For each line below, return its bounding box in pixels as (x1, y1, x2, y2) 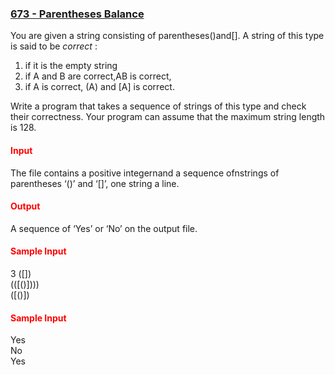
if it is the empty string (24, 60, 118, 72)
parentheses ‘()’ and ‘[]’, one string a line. (10, 177, 180, 189)
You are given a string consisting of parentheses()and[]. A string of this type (10, 30, 325, 42)
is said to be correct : (10, 40, 98, 52)
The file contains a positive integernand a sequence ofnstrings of (10, 167, 280, 179)
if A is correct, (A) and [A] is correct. (24, 81, 175, 93)
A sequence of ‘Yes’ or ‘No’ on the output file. (10, 222, 198, 234)
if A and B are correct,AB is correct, (24, 70, 172, 82)
